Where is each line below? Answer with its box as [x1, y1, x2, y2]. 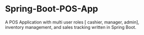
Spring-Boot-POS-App [5, 3, 98, 14]
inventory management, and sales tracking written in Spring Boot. [5, 24, 137, 30]
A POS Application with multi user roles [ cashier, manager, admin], [5, 19, 140, 25]
